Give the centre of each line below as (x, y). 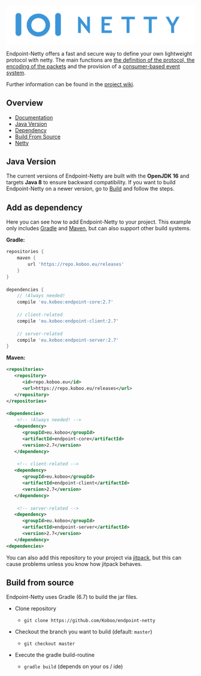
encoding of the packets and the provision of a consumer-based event (93, 66)
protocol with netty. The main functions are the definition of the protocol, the (100, 60)
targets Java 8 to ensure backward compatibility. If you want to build (91, 182)
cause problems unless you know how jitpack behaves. (74, 564)
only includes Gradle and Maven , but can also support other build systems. (99, 229)
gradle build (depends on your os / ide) (73, 666)
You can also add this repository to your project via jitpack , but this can (94, 558)
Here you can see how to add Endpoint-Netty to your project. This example (99, 222)
